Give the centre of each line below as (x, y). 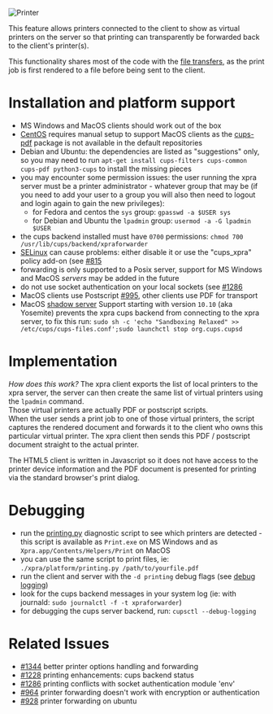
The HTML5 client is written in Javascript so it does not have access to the (133, 460)
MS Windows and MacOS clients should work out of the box (121, 125)
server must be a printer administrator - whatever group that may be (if (139, 186)
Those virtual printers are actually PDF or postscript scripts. (108, 410)
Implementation (63, 361)
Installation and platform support (122, 103)
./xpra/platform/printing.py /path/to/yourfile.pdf (109, 568)
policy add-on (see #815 (61, 261)
